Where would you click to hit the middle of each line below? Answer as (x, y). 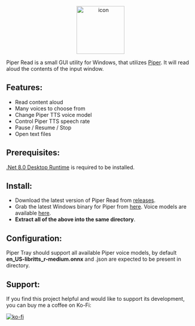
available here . (33, 213)
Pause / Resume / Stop (43, 127)
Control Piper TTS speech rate (52, 121)
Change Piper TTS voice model (53, 114)
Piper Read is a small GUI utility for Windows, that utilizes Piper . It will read (98, 62)
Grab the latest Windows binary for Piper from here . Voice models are (101, 207)
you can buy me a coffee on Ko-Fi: (49, 305)
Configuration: (34, 238)
